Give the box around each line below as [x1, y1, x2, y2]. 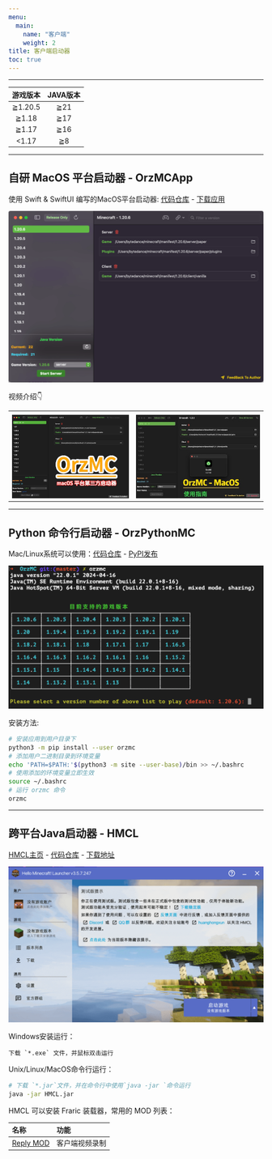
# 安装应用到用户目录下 [8, 735, 77, 743]
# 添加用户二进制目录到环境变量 [8, 752, 100, 760]
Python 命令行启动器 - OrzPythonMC [8, 526, 196, 540]
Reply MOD [11, 1138, 50, 1148]
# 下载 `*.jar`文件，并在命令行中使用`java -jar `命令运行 [8, 1081, 191, 1089]
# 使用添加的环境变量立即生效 [8, 769, 95, 777]
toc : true [8, 56, 42, 64]
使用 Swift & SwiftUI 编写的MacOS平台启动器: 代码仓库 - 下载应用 [8, 194, 225, 204]
